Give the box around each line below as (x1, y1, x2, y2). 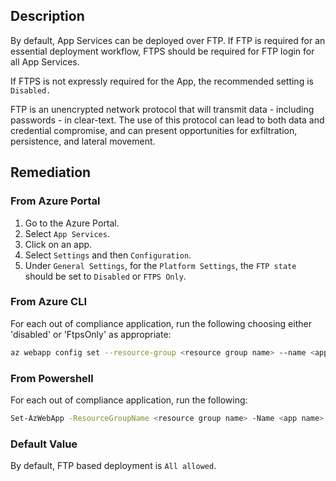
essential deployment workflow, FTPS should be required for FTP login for (10, 45, 315, 57)
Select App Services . (24, 227, 110, 239)
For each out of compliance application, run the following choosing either (10, 317, 312, 329)
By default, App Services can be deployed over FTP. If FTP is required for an (10, 34, 326, 46)
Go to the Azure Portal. (24, 217, 120, 229)
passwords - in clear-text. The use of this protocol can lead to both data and (10, 114, 325, 126)
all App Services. (10, 55, 80, 68)
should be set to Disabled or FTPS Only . (24, 270, 187, 282)
